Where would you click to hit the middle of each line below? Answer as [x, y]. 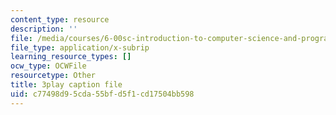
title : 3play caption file [66, 85]
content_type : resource [60, 19]
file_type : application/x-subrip [80, 47]
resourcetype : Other [53, 76]
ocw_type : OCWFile [48, 66]
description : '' [44, 29]
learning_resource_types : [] [71, 57]
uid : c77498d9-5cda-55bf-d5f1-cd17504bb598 [102, 94]
